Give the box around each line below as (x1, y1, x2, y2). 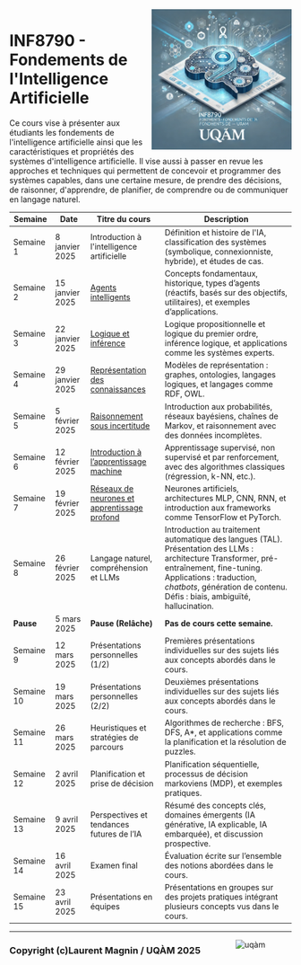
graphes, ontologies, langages (164, 369, 276, 380)
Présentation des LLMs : (164, 544, 254, 554)
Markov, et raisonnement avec (164, 420, 277, 430)
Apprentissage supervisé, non (164, 442, 276, 453)
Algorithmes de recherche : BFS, (164, 718, 284, 729)
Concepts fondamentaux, (164, 268, 258, 279)
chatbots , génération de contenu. (164, 581, 288, 592)
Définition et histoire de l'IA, (164, 226, 267, 237)
